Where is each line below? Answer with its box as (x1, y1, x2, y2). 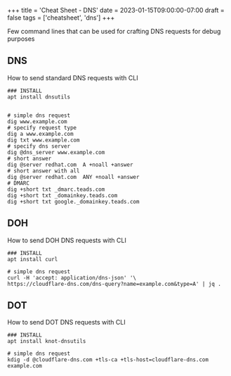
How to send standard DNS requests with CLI (7, 73, 138, 82)
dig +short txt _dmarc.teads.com (7, 186, 105, 193)
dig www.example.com (7, 118, 68, 125)
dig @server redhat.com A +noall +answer (7, 161, 133, 168)
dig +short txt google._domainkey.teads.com (7, 198, 140, 205)
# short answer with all (7, 167, 80, 175)
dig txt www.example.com (7, 137, 80, 144)
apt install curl (7, 256, 58, 263)
